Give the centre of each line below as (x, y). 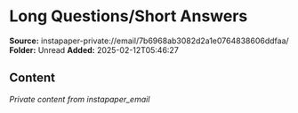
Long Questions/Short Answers (129, 16)
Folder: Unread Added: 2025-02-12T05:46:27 (94, 49)
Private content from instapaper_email (80, 99)
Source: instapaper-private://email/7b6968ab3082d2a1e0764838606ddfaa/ (149, 41)
